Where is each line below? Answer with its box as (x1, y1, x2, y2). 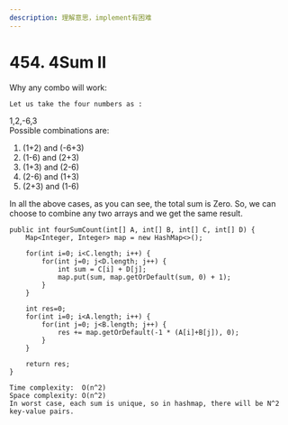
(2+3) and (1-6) (22, 180, 79, 191)
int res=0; (25, 304, 67, 313)
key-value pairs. (9, 407, 75, 416)
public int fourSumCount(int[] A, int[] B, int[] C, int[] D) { (9, 225, 256, 235)
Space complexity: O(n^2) (9, 391, 106, 400)
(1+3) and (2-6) (22, 162, 79, 172)
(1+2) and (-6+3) (22, 142, 85, 153)
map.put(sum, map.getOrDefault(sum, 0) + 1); (57, 273, 231, 282)
